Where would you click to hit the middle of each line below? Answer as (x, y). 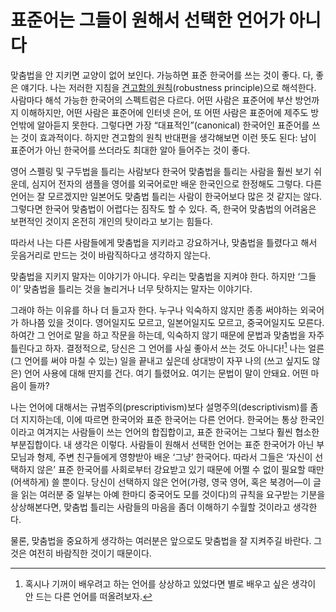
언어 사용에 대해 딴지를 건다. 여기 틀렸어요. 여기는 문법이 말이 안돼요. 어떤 (166, 373)
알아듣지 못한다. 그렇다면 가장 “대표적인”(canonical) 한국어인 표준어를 (173, 125)
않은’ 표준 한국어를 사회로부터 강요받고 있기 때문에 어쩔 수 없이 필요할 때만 (180, 469)
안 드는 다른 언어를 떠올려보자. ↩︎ (88, 596)
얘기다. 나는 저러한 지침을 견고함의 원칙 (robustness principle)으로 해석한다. (168, 87)
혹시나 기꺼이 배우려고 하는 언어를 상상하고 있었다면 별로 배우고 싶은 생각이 (170, 583)
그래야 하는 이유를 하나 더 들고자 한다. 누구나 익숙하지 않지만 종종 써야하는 (154, 310)
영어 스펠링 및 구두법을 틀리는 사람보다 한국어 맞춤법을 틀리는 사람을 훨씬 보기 (161, 171)
